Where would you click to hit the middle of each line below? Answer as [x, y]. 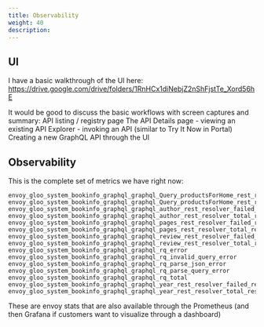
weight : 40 [26, 23]
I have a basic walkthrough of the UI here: [76, 81]
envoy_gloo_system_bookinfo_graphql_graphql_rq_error [98, 250]
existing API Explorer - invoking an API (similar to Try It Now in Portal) [121, 129]
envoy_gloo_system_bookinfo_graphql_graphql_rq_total [98, 278]
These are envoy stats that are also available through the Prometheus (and [129, 306]
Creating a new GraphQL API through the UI [79, 137]
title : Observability [44, 15]
